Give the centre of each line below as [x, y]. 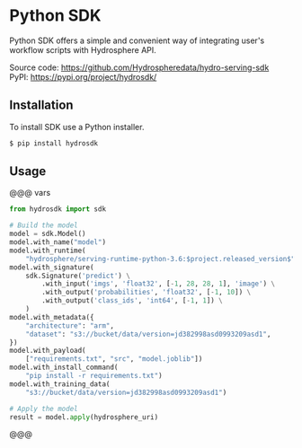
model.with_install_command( [64, 368]
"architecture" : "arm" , [70, 325]
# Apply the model [44, 408]
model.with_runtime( [48, 250]
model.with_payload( [48, 351]
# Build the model [44, 225]
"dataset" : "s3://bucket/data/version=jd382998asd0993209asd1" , [148, 334]
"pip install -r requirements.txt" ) [94, 376]
